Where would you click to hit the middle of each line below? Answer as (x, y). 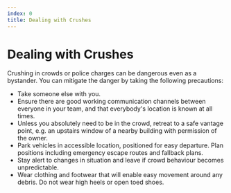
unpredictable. (38, 167)
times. (26, 116)
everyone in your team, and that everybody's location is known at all (115, 109)
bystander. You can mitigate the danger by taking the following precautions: (115, 81)
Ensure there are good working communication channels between (111, 102)
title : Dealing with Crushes (49, 20)
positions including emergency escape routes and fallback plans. (110, 153)
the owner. (33, 138)
